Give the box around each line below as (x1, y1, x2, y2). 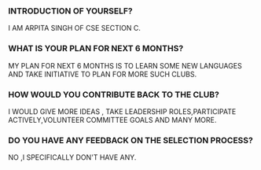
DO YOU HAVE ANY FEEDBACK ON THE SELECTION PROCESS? (8, 135, 253, 146)
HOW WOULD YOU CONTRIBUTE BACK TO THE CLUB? (8, 89, 220, 100)
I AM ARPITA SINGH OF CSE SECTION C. (8, 24, 142, 33)
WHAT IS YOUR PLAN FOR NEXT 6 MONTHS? (8, 43, 184, 54)
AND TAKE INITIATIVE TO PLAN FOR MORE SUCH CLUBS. (8, 69, 197, 79)
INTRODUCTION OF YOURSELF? (8, 6, 133, 17)
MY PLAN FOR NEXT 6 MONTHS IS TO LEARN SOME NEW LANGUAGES (8, 61, 242, 70)
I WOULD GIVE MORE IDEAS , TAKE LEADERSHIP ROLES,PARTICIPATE (8, 106, 237, 116)
